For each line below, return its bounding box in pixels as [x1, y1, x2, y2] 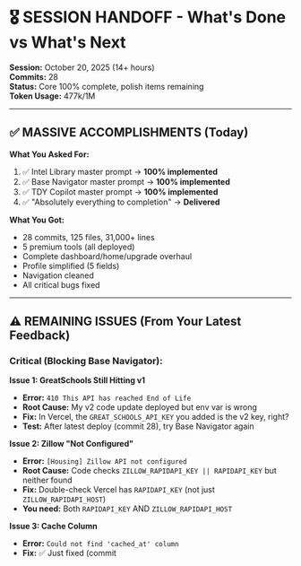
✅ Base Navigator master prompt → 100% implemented [21, 176, 230, 187]
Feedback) [9, 328, 71, 344]
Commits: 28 [9, 71, 58, 82]
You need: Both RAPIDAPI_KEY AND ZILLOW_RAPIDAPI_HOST [21, 503, 233, 514]
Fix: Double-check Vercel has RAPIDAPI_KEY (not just [21, 484, 215, 495]
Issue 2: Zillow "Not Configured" [9, 439, 134, 449]
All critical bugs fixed [21, 279, 100, 290]
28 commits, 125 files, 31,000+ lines [21, 231, 155, 242]
